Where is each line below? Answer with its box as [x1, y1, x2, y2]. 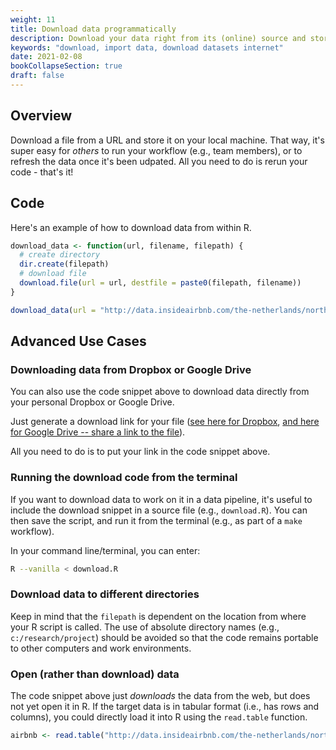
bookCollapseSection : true [10, 61, 123, 71]
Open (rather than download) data [10, 667, 180, 681]
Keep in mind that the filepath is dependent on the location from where [10, 610, 307, 622]
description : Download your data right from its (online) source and [10, 33, 307, 43]
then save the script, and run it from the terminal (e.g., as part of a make [10, 514, 303, 526]
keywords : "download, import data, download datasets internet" [10, 42, 284, 53]
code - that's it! [10, 166, 74, 178]
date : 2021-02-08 [10, 52, 83, 62]
